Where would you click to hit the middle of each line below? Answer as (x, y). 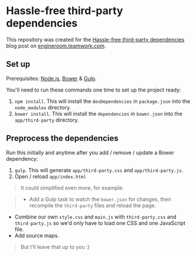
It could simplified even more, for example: (72, 188)
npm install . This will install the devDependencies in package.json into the (102, 101)
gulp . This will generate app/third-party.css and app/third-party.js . (99, 170)
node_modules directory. (43, 107)
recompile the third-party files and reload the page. (93, 205)
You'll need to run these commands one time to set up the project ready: (94, 90)
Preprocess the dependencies (62, 138)
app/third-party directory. (47, 120)
